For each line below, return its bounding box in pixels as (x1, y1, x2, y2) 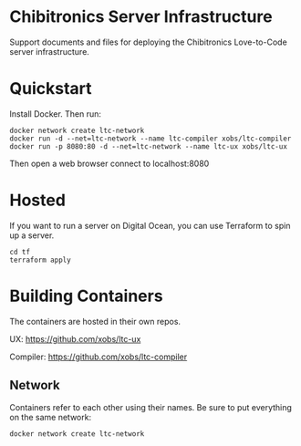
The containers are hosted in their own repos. (9, 316, 181, 327)
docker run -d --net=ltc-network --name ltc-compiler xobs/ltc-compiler (9, 134, 292, 143)
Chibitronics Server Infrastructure (9, 6, 273, 27)
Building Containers (9, 285, 163, 306)
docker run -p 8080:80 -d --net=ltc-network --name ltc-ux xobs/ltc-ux (9, 141, 287, 151)
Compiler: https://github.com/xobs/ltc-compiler (9, 351, 188, 362)
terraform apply (9, 255, 71, 264)
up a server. (9, 230, 55, 241)
